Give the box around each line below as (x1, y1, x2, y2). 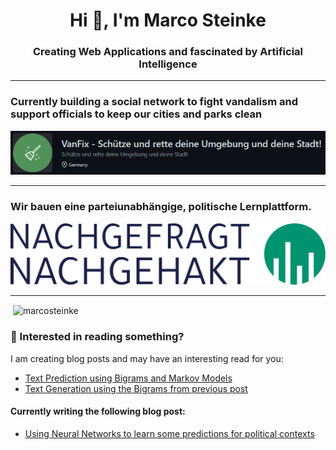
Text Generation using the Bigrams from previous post (24, 382, 248, 394)
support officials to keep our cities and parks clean (10, 107, 263, 121)
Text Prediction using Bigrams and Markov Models (24, 372, 233, 384)
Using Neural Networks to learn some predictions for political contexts (24, 427, 315, 439)
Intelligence (138, 57, 198, 71)
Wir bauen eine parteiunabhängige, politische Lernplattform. (10, 200, 312, 214)
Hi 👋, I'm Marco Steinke (69, 9, 267, 32)
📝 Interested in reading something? (10, 330, 185, 344)
